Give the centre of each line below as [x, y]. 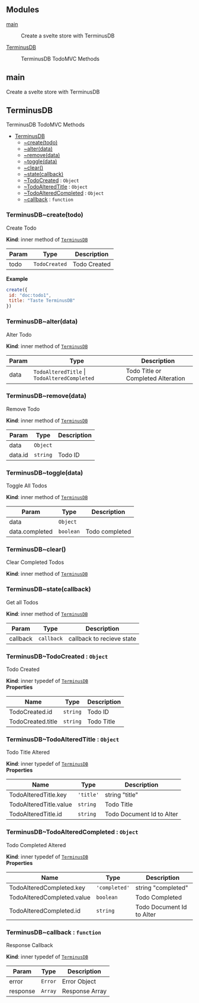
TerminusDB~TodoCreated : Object [57, 656]
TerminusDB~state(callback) [49, 590]
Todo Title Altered [28, 753]
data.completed [31, 532]
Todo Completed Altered [36, 845]
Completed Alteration [155, 378]
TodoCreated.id [31, 712]
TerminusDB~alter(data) [42, 322]
